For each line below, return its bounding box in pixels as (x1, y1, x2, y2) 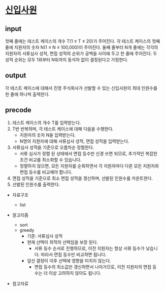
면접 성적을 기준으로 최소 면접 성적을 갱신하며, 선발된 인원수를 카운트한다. (12, 175, 153, 181)
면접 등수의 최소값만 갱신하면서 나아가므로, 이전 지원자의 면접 (34, 264, 152, 270)
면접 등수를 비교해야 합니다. (19, 169, 72, 175)
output (5, 71, 26, 80)
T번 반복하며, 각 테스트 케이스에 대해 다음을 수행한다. (12, 125, 114, 131)
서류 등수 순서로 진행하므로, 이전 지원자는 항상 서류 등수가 (34, 245, 145, 251)
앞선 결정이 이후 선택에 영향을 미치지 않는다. (27, 257, 111, 263)
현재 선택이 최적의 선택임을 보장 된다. (27, 239, 99, 245)
